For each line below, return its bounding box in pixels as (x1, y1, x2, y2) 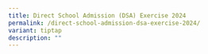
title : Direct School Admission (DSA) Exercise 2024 (8, 11, 187, 20)
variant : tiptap (8, 26, 62, 34)
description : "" (8, 33, 62, 42)
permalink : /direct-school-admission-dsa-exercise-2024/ (8, 19, 201, 27)
